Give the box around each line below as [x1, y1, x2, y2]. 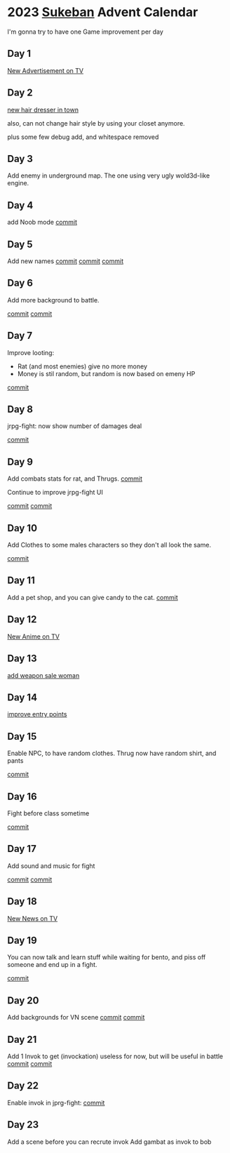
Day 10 [7, 522, 37, 534]
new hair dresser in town [7, 105, 79, 114]
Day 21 [7, 1033, 37, 1046]
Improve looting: [7, 348, 55, 356]
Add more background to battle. [7, 295, 100, 304]
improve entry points [7, 710, 67, 719]
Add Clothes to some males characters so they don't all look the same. [7, 541, 212, 549]
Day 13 [7, 653, 37, 665]
